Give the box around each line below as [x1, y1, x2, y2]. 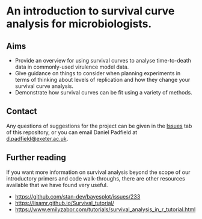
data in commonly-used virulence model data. [14, 63, 129, 70]
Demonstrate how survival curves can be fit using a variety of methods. [14, 89, 192, 96]
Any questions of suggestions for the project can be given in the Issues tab [6, 122, 192, 129]
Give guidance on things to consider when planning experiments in [14, 70, 181, 76]
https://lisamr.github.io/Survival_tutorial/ [14, 199, 114, 206]
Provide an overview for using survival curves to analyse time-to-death [14, 57, 191, 64]
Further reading [6, 152, 66, 163]
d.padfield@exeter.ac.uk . [6, 135, 69, 142]
